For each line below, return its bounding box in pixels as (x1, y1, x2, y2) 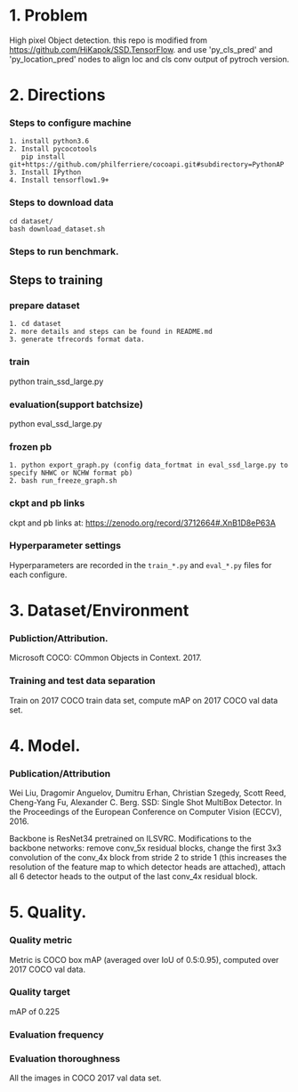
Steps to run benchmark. (9, 245, 119, 257)
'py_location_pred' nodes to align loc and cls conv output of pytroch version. (9, 53, 290, 64)
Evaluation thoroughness (9, 1052, 121, 1064)
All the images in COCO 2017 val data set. (9, 1072, 162, 1083)
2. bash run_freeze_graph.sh (9, 477, 117, 485)
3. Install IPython (9, 168, 82, 177)
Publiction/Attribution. (9, 632, 109, 644)
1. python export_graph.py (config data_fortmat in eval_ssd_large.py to (9, 460, 289, 470)
